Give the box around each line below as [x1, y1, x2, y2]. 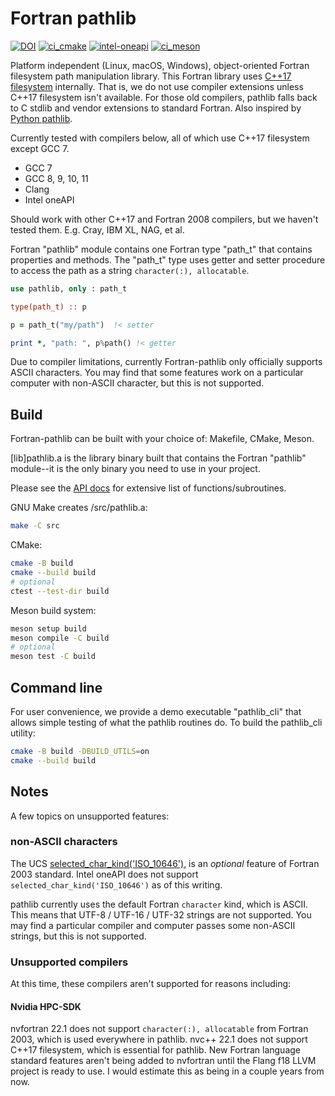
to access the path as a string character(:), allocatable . [10, 264, 250, 276]
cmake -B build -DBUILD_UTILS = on [10, 746, 150, 756]
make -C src [10, 521, 60, 531]
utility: [10, 727, 36, 739]
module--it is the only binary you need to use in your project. [10, 463, 261, 475]
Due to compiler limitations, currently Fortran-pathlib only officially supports [10, 356, 323, 368]
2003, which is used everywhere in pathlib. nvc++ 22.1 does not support [10, 1033, 308, 1046]
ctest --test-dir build [10, 586, 110, 596]
